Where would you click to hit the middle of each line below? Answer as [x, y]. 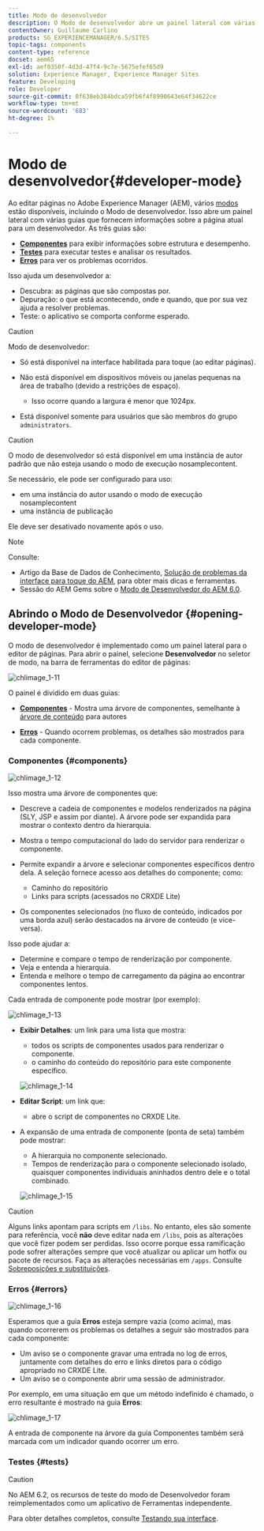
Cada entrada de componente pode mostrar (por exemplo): [104, 999]
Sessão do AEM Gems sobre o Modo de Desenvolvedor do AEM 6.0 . [130, 589]
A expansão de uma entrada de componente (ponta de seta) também [132, 1131]
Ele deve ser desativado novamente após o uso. [86, 526]
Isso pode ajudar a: [39, 943]
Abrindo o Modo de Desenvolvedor [96, 614]
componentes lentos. [54, 984]
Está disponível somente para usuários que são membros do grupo [128, 416]
